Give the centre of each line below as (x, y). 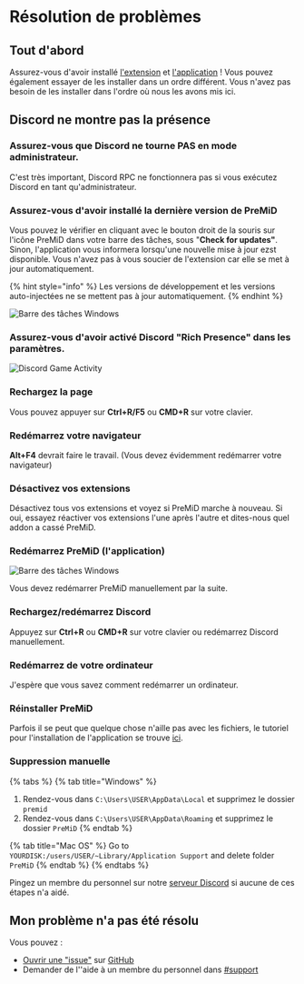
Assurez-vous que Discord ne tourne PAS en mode (123, 146)
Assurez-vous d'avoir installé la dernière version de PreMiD (143, 210)
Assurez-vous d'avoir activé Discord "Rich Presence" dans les (150, 336)
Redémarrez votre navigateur (75, 436)
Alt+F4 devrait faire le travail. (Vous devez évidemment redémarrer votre (146, 455)
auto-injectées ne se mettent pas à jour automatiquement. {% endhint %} (147, 296)
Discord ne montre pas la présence (110, 120)
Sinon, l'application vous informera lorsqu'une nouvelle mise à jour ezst (143, 249)
